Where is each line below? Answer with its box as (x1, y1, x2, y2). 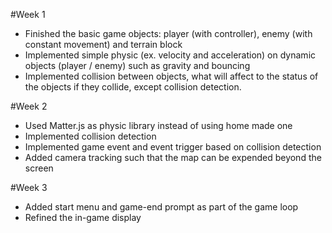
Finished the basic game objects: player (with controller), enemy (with (24, 28, 313, 39)
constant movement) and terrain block (24, 39, 183, 50)
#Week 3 (10, 182, 48, 193)
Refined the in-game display (24, 212, 142, 223)
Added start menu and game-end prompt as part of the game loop (24, 201, 299, 213)
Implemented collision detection (24, 130, 157, 142)
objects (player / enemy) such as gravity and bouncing (24, 60, 251, 71)
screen (24, 162, 54, 174)
